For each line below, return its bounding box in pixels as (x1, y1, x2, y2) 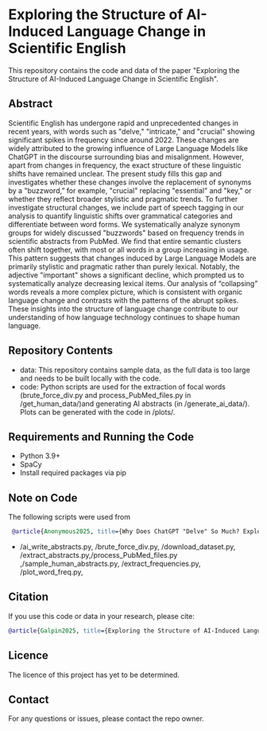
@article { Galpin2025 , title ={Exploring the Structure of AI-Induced (8, 626, 240, 635)
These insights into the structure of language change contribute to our (8, 304, 238, 313)
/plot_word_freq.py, (19, 567, 83, 577)
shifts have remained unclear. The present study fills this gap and (8, 168, 222, 178)
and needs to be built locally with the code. (19, 373, 161, 383)
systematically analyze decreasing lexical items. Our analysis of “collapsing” (8, 278, 258, 288)
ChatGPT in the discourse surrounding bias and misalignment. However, (8, 152, 244, 161)
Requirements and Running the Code (8, 430, 195, 443)
